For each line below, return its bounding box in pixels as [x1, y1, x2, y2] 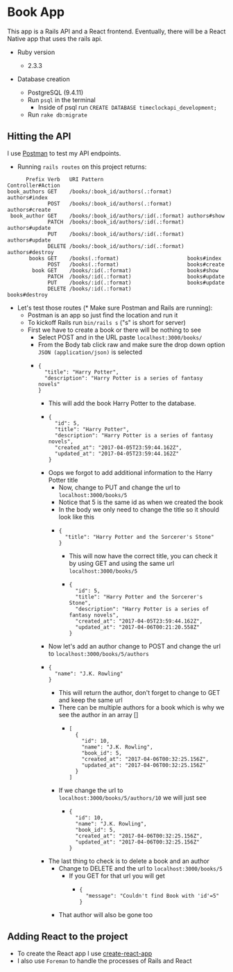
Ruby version [17, 48, 55, 56]
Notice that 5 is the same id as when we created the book [58, 498, 223, 506]
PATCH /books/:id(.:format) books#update [47, 273, 225, 280]
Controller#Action [7, 182, 60, 189]
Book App [7, 4, 64, 20]
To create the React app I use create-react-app [17, 949, 153, 957]
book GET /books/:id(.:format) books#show [32, 267, 218, 274]
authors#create [7, 206, 51, 213]
